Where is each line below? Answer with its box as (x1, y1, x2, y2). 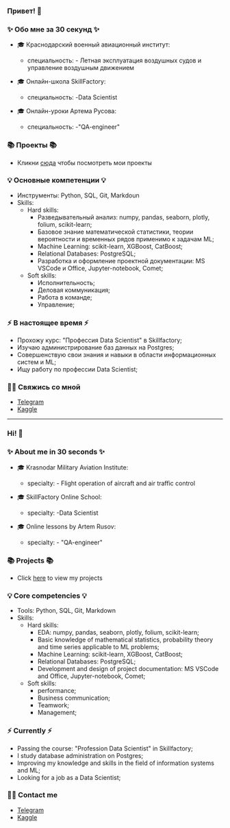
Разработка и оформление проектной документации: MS (37, 256, 205, 265)
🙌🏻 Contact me (7, 790, 58, 800)
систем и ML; (16, 358, 57, 366)
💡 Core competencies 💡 (7, 591, 88, 600)
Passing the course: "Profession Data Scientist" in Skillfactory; (16, 744, 193, 753)
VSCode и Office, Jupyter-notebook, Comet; (37, 264, 164, 272)
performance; (37, 687, 77, 695)
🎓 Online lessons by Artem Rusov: (16, 522, 116, 531)
